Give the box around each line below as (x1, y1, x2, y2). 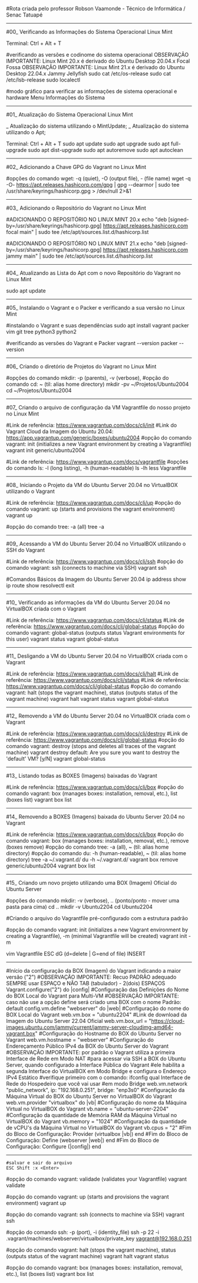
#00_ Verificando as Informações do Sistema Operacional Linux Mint (6, 28, 173, 35)
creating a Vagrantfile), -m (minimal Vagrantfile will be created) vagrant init (6, 933, 187, 939)
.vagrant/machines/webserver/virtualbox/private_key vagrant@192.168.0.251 (6, 1235, 192, 1242)
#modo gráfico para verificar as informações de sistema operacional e (6, 88, 177, 95)
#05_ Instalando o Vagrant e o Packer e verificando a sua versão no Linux (6, 304, 185, 311)
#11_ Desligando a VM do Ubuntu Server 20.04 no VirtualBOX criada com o (6, 652, 188, 660)
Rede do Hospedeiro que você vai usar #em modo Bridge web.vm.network (6, 1080, 187, 1087)
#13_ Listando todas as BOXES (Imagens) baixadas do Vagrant (6, 772, 157, 779)
